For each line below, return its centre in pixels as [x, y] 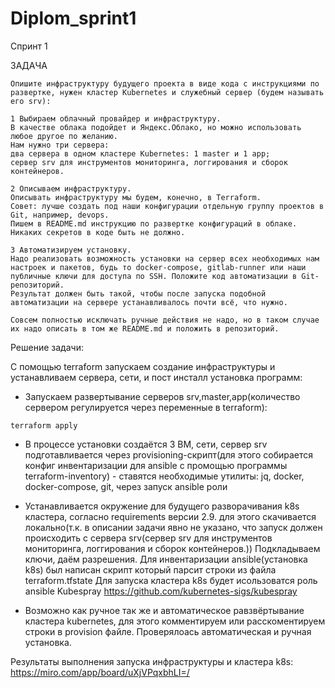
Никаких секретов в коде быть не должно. [98, 232]
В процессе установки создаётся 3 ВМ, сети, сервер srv [146, 444]
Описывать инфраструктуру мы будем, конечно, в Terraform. [136, 197]
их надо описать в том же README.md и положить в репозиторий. [145, 328]
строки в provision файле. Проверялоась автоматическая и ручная [168, 631]
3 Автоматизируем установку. [71, 250]
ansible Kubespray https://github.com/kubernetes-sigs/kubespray [161, 591]
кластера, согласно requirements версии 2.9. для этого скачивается [170, 516]
